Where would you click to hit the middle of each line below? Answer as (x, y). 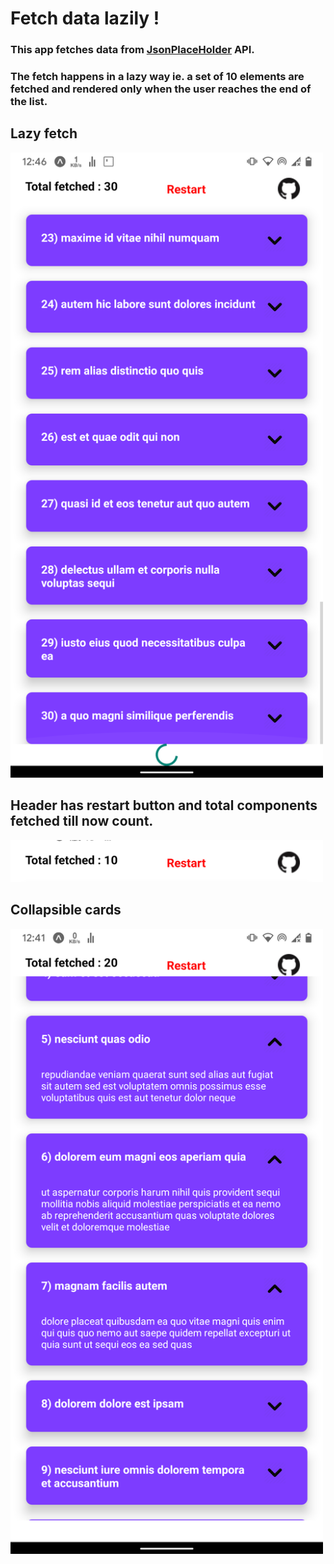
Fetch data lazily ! (85, 18)
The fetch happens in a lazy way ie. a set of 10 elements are (157, 77)
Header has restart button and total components (164, 805)
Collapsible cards (66, 910)
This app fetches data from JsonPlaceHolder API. (132, 50)
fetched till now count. (82, 821)
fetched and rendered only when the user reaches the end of (161, 89)
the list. (29, 102)
